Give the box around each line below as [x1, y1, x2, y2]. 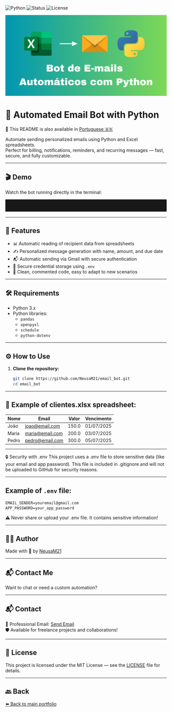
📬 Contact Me [5, 568, 53, 577]
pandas [20, 317, 35, 322]
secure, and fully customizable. [5, 152, 72, 159]
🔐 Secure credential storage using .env [12, 263, 95, 269]
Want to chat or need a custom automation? [5, 584, 98, 590]
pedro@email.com [25, 437, 64, 443]
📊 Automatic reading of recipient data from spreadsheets [12, 240, 135, 246]
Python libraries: [12, 310, 48, 317]
